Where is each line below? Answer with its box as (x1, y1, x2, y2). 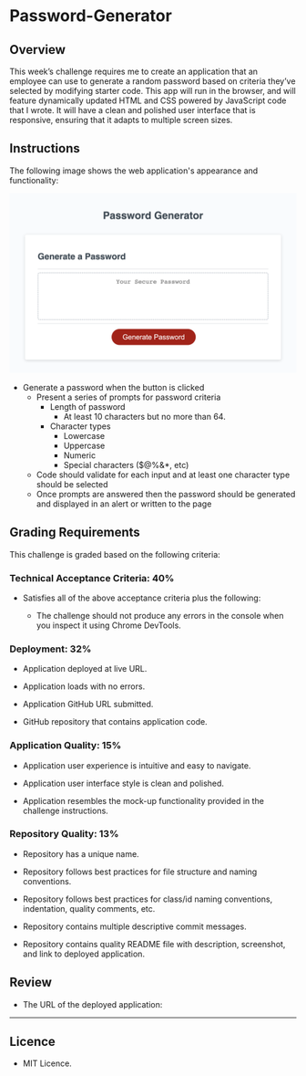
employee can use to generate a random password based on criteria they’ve (9, 76, 296, 87)
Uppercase (63, 440, 106, 451)
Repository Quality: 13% (9, 828, 119, 841)
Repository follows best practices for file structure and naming (22, 866, 258, 877)
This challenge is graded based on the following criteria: (9, 548, 220, 559)
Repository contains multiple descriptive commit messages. (22, 921, 248, 932)
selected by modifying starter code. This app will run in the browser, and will (9, 86, 296, 96)
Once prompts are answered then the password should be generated (36, 488, 296, 499)
